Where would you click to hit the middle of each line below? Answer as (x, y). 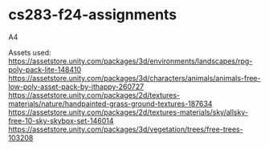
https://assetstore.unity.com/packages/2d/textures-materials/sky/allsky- (128, 112)
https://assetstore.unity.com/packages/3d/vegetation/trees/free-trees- (126, 129)
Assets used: (30, 52)
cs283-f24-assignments (93, 15)
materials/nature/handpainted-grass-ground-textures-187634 (110, 103)
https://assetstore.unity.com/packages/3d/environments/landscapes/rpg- (130, 61)
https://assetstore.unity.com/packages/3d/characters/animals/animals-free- (134, 78)
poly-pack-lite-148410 (45, 69)
